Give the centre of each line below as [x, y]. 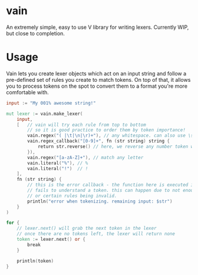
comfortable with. [27, 92]
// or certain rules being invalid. [72, 196]
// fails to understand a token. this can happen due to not [104, 190]
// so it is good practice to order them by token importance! [106, 130]
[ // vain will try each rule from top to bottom [81, 125]
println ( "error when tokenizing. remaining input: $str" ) [100, 201]
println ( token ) [35, 261]
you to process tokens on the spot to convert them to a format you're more [97, 86]
